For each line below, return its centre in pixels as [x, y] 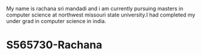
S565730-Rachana [54, 45]
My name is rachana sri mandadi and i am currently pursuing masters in [95, 9]
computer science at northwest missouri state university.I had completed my [101, 15]
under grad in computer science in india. [56, 21]
